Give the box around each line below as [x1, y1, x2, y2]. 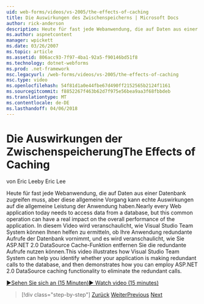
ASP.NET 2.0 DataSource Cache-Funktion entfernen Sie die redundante [6, 242, 186, 249]
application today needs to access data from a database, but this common [6, 209, 194, 217]
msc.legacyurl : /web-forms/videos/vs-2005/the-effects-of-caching [6, 71, 179, 78]
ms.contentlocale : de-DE [6, 100, 70, 106]
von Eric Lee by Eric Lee [6, 178, 66, 185]
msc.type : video [6, 77, 48, 83]
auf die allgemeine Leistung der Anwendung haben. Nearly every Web [6, 203, 181, 210]
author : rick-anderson [6, 20, 64, 26]
